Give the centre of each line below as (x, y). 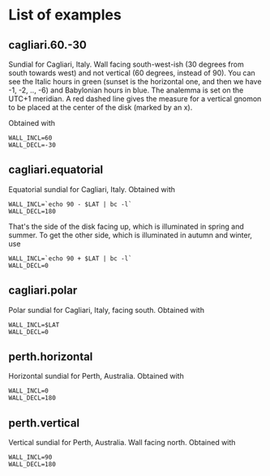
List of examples (65, 15)
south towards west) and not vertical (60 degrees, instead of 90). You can (132, 73)
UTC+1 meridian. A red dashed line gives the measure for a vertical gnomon (135, 99)
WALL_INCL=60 (30, 138)
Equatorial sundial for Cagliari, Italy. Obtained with (92, 189)
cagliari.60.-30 (47, 45)
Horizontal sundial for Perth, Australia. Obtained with (96, 376)
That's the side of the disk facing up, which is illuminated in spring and (126, 226)
